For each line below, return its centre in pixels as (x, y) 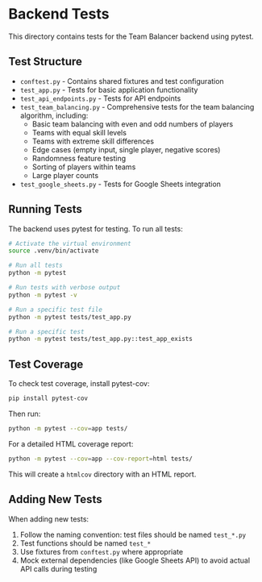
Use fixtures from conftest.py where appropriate (102, 551)
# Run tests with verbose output (64, 288)
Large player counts (65, 175)
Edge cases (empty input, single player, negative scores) (126, 149)
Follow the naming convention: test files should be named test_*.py (133, 534)
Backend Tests (59, 14)
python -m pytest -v (43, 295)
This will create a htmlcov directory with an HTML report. (102, 474)
